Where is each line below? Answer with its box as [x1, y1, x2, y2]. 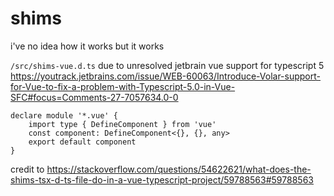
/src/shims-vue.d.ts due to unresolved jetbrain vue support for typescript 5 [10, 59, 325, 71]
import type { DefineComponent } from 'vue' [28, 119, 217, 129]
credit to [10, 163, 45, 175]
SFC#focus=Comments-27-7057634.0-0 [10, 91, 179, 103]
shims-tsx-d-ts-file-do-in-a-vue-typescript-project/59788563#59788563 [10, 173, 314, 186]
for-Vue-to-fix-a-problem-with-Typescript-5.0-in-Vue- [10, 80, 236, 92]
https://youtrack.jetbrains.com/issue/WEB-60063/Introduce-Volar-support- [10, 70, 322, 82]
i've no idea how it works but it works [10, 40, 165, 52]
